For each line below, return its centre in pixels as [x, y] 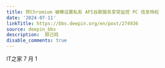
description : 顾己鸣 [33, 35]
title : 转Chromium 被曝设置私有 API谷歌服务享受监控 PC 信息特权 [83, 12]
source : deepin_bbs [31, 29]
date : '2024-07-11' [31, 18]
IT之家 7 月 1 [22, 59]
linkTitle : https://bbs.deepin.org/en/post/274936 [72, 23]
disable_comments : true [37, 40]
